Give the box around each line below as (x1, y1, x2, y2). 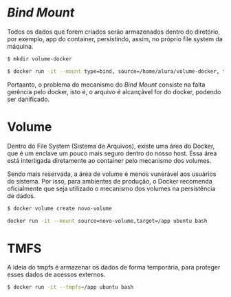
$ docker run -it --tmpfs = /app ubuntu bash (7, 284, 134, 291)
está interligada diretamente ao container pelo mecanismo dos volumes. (7, 156, 212, 164)
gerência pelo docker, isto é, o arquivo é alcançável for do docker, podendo (7, 87, 221, 96)
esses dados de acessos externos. (7, 270, 106, 279)
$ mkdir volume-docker (7, 55, 72, 63)
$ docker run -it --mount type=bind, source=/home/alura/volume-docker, (7, 67, 220, 75)
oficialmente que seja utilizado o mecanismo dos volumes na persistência (7, 184, 216, 192)
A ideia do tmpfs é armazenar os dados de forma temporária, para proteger (7, 263, 221, 272)
